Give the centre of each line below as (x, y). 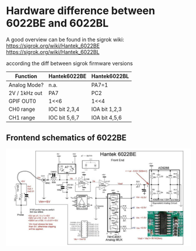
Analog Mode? (26, 85)
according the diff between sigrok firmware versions (70, 63)
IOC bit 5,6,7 (64, 117)
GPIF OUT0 (22, 101)
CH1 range (22, 117)
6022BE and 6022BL (58, 23)
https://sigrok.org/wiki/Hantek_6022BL (53, 52)
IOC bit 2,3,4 (64, 109)
